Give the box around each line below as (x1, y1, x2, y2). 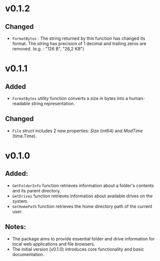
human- (129, 95, 145, 101)
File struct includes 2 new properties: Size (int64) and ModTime (12, 128, 143, 134)
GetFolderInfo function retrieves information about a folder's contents (12, 182, 154, 189)
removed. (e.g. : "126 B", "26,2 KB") (12, 46, 84, 51)
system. (12, 198, 28, 204)
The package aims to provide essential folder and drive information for (12, 236, 155, 241)
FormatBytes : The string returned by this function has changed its (12, 35, 146, 41)
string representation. (31, 101, 75, 106)
